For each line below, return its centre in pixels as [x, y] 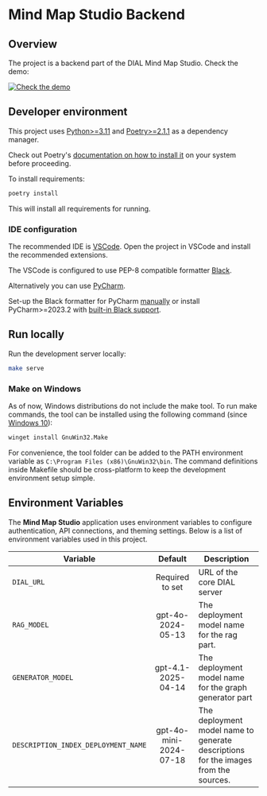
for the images [225, 759]
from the [214, 770]
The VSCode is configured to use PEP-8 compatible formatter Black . [120, 270]
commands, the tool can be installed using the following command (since [128, 414]
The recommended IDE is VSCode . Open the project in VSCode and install [130, 246]
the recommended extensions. [58, 254]
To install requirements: [46, 179]
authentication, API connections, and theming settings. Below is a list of [125, 530]
